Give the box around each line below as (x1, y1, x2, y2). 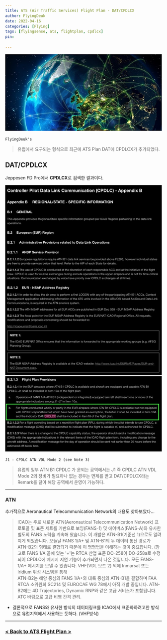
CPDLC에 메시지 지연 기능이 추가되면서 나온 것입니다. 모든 (26, 556, 140, 562)
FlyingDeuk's (5, 137, 32, 142)
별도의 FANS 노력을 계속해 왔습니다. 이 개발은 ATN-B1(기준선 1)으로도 (17, 531, 153, 537)
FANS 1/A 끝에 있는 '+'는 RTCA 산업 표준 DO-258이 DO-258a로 (26, 550, 152, 556)
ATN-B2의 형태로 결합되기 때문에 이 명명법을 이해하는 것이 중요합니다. (17, 544, 153, 550)
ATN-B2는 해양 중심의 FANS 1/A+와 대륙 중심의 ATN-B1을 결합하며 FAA (17, 575, 157, 581)
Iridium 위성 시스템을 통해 (17, 569, 68, 575)
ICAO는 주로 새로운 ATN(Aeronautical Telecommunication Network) (17, 519, 154, 525)
